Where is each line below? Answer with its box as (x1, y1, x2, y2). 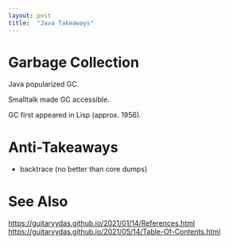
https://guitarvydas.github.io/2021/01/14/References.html (8, 219, 196, 228)
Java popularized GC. (8, 79, 80, 89)
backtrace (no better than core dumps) (19, 165, 148, 174)
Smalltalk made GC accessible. (8, 95, 110, 104)
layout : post (8, 11, 52, 20)
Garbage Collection (8, 53, 139, 72)
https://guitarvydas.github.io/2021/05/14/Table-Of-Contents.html (8, 227, 221, 237)
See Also (8, 192, 68, 211)
